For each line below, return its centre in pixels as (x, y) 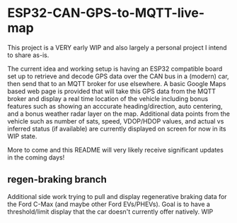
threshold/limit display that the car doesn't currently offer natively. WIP (110, 211)
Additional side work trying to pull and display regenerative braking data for (117, 196)
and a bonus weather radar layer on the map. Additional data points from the (119, 114)
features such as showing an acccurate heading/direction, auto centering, (115, 106)
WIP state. (22, 136)
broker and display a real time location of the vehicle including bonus (108, 98)
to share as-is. (28, 55)
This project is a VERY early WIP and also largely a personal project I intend (117, 47)
